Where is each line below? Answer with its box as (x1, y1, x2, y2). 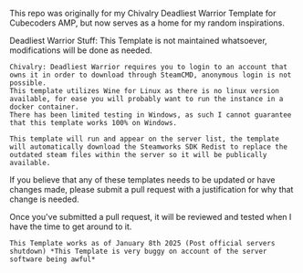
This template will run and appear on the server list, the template (9, 134, 280, 143)
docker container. (9, 102, 79, 111)
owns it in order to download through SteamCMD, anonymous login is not (9, 70, 292, 79)
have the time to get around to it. (9, 221, 132, 232)
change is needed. (9, 194, 79, 205)
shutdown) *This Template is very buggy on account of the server (9, 247, 267, 256)
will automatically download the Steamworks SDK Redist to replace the (9, 142, 287, 152)
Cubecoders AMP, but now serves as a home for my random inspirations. (9, 17, 285, 28)
